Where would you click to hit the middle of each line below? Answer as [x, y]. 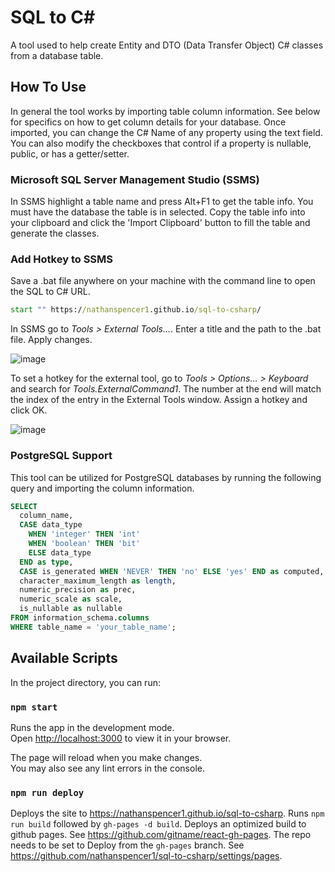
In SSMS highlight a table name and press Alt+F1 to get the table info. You [162, 202]
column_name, [46, 516]
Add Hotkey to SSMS [62, 259]
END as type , [46, 562]
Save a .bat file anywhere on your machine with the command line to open [163, 281]
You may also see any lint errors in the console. [107, 768]
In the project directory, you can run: [85, 682]
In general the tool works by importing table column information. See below [165, 111]
